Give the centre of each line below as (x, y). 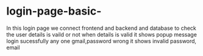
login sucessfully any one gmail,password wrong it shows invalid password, (101, 41)
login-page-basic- (54, 11)
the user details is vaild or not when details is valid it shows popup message (101, 34)
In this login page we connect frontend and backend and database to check (101, 28)
